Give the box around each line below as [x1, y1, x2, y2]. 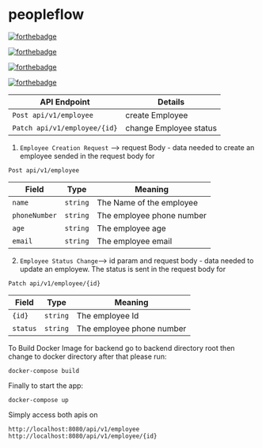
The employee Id [76, 310, 139, 321]
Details [158, 96, 185, 107]
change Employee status [125, 122, 218, 134]
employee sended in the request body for [19, 151, 155, 160]
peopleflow [8, 6, 85, 24]
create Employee [125, 109, 188, 120]
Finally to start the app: [8, 381, 84, 390]
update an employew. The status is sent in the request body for [19, 264, 226, 273]
